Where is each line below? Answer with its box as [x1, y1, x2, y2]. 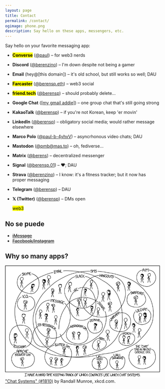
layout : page [5, 8, 32, 13]
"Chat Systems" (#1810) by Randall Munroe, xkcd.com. [5, 378, 116, 384]
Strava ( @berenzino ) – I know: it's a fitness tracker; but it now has [12, 172, 146, 178]
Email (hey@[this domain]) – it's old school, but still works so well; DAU [12, 71, 157, 77]
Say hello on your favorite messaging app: [5, 43, 90, 49]
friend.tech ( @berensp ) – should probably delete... [12, 90, 116, 96]
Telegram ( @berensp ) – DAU [12, 187, 71, 193]
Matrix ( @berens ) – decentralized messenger [12, 153, 105, 159]
